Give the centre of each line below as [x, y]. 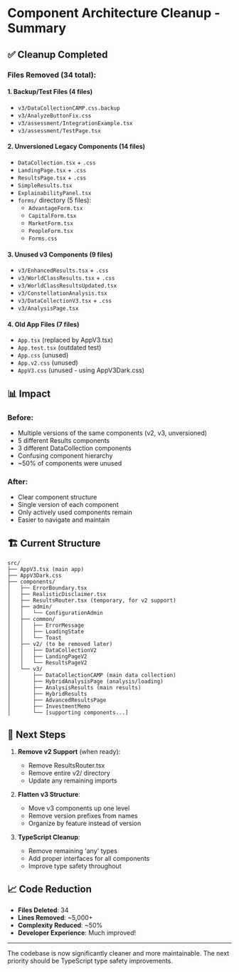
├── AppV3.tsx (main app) [46, 570]
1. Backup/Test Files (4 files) [50, 92]
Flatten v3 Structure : [49, 794]
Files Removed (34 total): [52, 75]
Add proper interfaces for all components [89, 858]
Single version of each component [68, 505]
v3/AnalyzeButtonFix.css [54, 115]
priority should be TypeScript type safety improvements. [90, 961]
